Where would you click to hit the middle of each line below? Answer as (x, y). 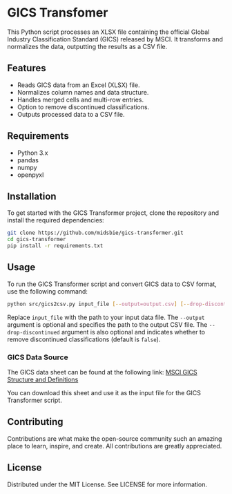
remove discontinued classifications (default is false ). (84, 339)
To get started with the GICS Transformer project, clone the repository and (113, 213)
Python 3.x (32, 153)
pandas (28, 160)
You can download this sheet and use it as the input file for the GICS (104, 392)
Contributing (35, 422)
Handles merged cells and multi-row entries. (80, 99)
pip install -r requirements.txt (55, 246)
